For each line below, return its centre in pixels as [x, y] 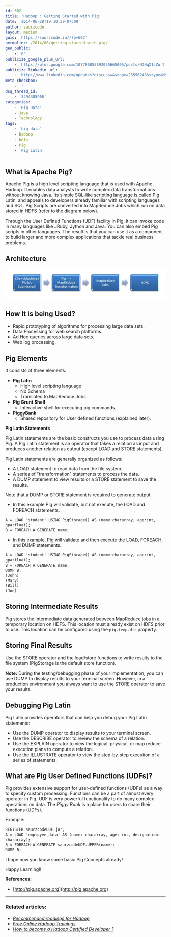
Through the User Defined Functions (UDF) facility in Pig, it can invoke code [85, 221]
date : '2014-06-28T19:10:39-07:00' [43, 21]
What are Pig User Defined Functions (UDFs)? [79, 776]
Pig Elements [26, 358]
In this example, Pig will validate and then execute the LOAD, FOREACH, [88, 540]
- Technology [28, 118]
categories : [18, 102]
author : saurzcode [25, 27]
